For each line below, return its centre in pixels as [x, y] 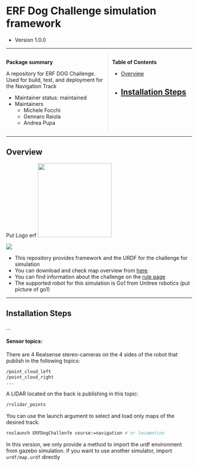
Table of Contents [134, 62]
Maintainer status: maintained [51, 97]
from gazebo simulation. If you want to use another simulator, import [89, 451]
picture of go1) [32, 289]
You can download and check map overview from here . [82, 270]
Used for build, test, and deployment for [55, 80]
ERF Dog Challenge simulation [81, 11]
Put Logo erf [21, 235]
